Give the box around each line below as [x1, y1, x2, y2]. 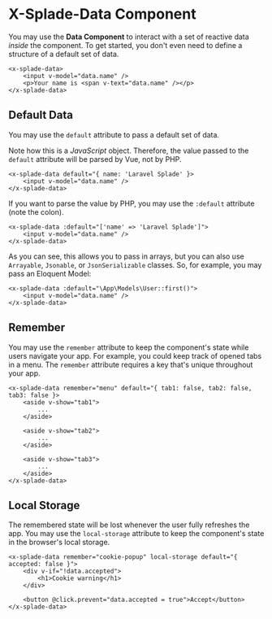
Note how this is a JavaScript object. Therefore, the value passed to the [8, 146, 249, 155]
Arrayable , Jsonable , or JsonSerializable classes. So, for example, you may [8, 259, 262, 269]
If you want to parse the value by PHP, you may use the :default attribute [8, 198, 255, 208]
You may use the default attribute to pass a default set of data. [8, 129, 220, 139]
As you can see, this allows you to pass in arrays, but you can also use [8, 251, 245, 261]
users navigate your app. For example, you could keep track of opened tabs [8, 351, 262, 360]
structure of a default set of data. [8, 49, 119, 59]
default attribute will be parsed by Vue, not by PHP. [8, 154, 182, 163]
